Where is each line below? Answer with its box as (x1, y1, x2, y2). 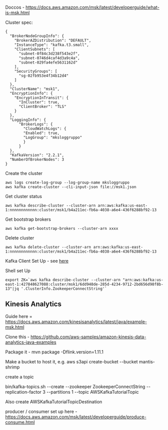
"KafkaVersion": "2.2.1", (10, 153, 65, 158)
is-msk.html (5, 10, 30, 16)
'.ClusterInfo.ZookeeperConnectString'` (21, 286, 107, 291)
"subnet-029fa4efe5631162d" (18, 60, 78, 65)
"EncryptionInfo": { (10, 91, 53, 96)
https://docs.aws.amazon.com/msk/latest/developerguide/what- (25, 5, 160, 10)
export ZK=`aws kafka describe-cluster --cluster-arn (5, 277, 121, 282)
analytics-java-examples (5, 339, 57, 345)
